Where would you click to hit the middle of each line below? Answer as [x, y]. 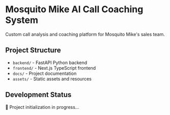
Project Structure [33, 50]
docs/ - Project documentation [45, 73]
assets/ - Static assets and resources [52, 79]
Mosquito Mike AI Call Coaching [74, 9]
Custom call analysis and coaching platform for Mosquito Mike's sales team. [85, 34]
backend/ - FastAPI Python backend [50, 63]
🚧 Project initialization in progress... [42, 107]
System [22, 20]
